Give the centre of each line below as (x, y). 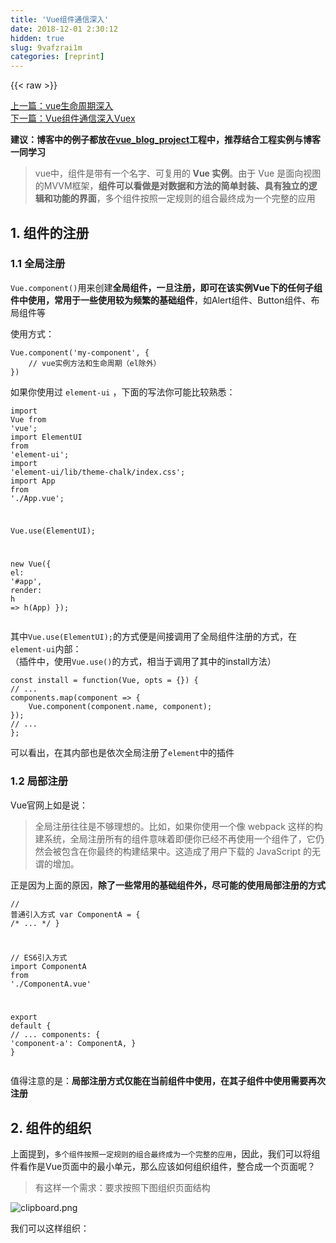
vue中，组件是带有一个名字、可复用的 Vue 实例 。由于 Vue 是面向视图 (178, 173)
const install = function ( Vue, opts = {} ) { (104, 681)
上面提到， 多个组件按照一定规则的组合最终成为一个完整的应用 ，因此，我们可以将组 (165, 1154)
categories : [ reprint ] (57, 57)
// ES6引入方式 (39, 957)
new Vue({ (31, 564)
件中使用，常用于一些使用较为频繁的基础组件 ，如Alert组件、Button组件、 (161, 300)
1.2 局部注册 (39, 781)
